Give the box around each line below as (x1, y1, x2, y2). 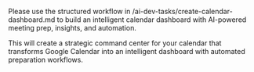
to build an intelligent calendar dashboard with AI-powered (56, 15, 247, 24)
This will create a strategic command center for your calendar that (8, 38, 222, 48)
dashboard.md (8, 15, 56, 24)
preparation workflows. (8, 55, 84, 64)
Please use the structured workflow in (8, 7, 131, 16)
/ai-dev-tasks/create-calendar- (132, 7, 233, 16)
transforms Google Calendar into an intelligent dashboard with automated (8, 47, 245, 56)
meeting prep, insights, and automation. (8, 23, 137, 32)
